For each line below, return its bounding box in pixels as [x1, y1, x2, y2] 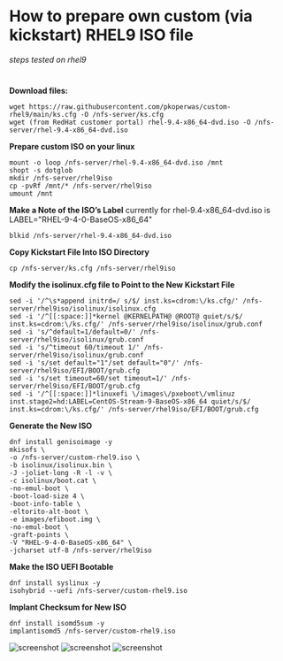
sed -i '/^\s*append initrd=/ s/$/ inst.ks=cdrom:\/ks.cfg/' [9, 296, 240, 306]
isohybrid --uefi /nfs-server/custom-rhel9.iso [9, 587, 188, 596]
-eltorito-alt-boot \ [9, 507, 89, 517]
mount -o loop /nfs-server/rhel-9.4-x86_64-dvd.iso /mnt [9, 158, 224, 167]
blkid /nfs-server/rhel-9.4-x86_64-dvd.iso [9, 232, 172, 241]
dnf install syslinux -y [9, 579, 101, 588]
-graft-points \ [9, 531, 69, 540]
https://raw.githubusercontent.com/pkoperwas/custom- [28, 103, 232, 111]
